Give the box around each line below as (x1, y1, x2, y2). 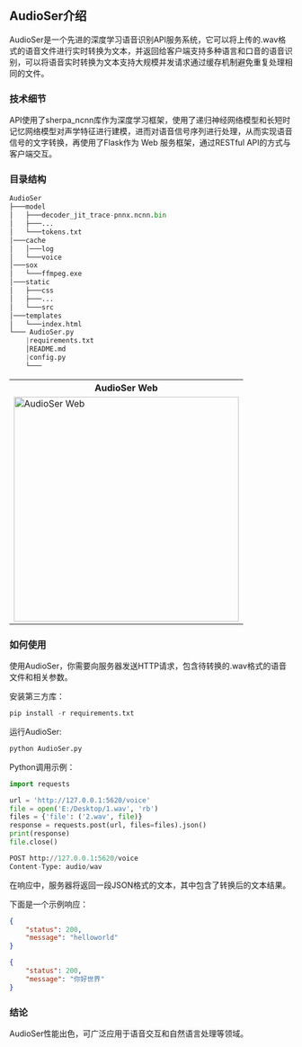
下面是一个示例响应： (9, 899, 88, 909)
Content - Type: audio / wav (9, 862, 102, 871)
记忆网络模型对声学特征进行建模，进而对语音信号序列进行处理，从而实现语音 (9, 126, 293, 137)
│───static (9, 278, 50, 287)
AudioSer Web (93, 381, 159, 394)
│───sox (9, 261, 39, 270)
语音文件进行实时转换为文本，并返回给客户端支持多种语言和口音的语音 (24, 45, 285, 56)
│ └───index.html (9, 319, 83, 328)
